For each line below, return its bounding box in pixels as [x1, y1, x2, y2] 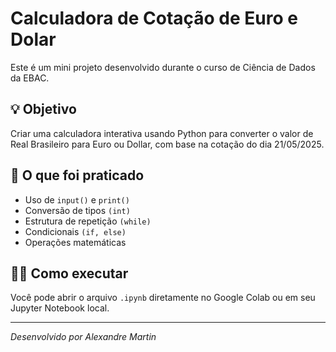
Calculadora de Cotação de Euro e [10, 7, 298, 30]
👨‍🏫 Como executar [10, 265, 129, 282]
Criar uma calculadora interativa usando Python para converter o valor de [10, 127, 314, 139]
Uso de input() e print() [24, 193, 130, 206]
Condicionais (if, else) [24, 225, 127, 237]
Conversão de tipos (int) [24, 204, 131, 216]
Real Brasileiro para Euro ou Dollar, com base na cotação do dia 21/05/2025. [10, 138, 325, 150]
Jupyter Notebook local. [10, 302, 110, 314]
